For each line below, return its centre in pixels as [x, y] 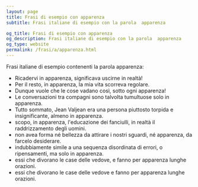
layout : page [22, 12]
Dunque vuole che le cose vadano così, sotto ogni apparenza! [90, 91]
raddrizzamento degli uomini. [50, 128]
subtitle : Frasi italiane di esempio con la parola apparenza [86, 22]
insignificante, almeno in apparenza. [59, 115]
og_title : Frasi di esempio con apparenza [59, 33]
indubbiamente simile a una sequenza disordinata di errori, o [89, 147]
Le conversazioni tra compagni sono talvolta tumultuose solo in [92, 97]
